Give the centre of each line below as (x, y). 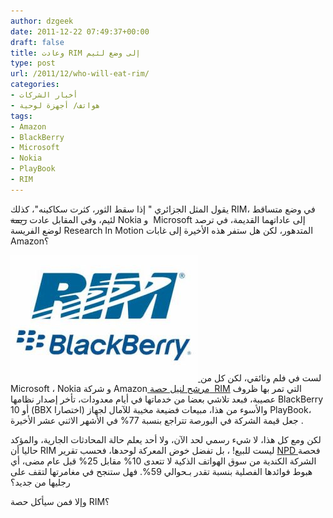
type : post (33, 63)
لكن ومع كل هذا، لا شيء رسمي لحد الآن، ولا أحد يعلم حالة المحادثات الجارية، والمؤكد (166, 439)
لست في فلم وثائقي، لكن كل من (260, 377)
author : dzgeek (42, 21)
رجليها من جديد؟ (40, 482)
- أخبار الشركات (44, 95)
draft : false (37, 42)
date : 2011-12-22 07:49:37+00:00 (80, 31)
